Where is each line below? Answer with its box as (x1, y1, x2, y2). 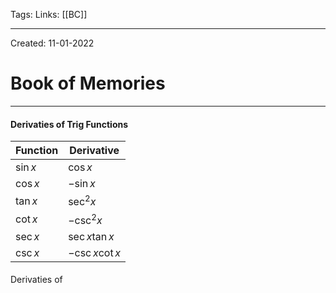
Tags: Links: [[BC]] (10, 9, 88, 20)
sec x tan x (68, 229, 115, 243)
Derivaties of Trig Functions (10, 118, 129, 130)
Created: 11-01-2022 (10, 37, 95, 49)
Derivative (69, 144, 120, 158)
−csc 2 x (68, 211, 103, 227)
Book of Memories (10, 72, 166, 95)
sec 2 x (68, 193, 97, 209)
